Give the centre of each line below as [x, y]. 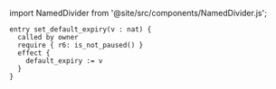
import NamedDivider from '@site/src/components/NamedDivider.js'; [138, 13]
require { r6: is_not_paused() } [81, 45]
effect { [34, 53]
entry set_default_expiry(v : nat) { [81, 30]
